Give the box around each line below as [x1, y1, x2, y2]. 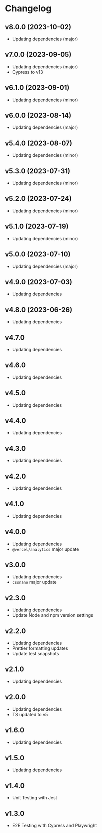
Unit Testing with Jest [12, 795, 57, 801]
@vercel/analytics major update [12, 546, 79, 552]
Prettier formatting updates [12, 645, 68, 651]
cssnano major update [12, 579, 57, 585]
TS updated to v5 [12, 711, 48, 717]
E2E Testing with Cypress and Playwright [12, 822, 97, 828]
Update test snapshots [12, 651, 59, 657]
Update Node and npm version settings [12, 612, 93, 618]
